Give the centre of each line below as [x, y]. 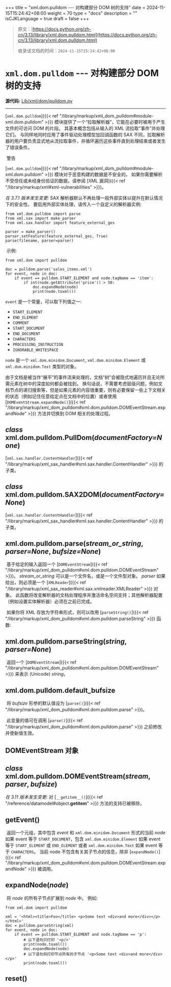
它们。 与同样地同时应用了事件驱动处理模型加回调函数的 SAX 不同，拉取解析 [85, 134]
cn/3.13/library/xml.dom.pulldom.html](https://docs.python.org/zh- [88, 35]
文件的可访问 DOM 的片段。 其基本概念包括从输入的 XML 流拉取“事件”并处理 [85, 128]
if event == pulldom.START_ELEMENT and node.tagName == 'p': [80, 934]
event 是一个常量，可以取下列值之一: [44, 301]
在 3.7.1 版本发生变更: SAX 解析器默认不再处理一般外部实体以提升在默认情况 [84, 198]
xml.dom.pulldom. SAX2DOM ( [54, 495]
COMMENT [21, 323]
